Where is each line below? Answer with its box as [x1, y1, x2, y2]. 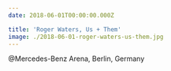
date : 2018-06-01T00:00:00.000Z [8, 11, 114, 20]
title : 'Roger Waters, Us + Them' [8, 25, 122, 34]
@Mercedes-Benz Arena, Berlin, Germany [8, 54, 145, 63]
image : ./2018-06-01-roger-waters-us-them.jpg [8, 33, 164, 41]
